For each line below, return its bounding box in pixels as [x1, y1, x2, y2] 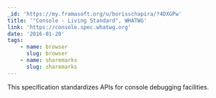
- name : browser [20, 43, 69, 50]
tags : [7, 37, 23, 44]
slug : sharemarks [25, 63, 78, 70]
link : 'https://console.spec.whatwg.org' [7, 23, 132, 31]
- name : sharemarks [20, 57, 78, 64]
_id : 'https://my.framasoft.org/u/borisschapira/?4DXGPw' [7, 10, 182, 18]
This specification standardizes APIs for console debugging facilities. [7, 82, 209, 91]
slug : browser [25, 50, 69, 58]
